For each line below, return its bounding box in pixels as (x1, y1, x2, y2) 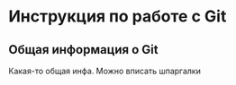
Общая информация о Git (8, 42, 159, 57)
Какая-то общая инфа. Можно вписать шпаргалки (8, 65, 202, 76)
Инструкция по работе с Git (8, 6, 227, 27)
